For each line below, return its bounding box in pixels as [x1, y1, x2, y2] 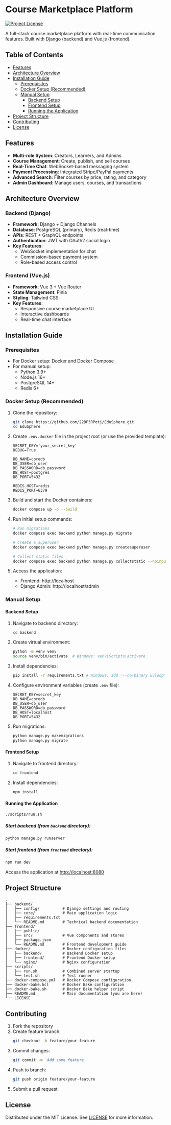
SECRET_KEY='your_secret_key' [12, 443, 78, 448]
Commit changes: [12, 1048, 50, 1053]
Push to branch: [12, 1067, 46, 1073]
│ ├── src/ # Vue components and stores [5, 933, 125, 938]
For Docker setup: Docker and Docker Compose [12, 358, 114, 364]
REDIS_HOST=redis [12, 484, 50, 489]
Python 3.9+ [20, 369, 47, 375]
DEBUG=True [12, 448, 36, 453]
